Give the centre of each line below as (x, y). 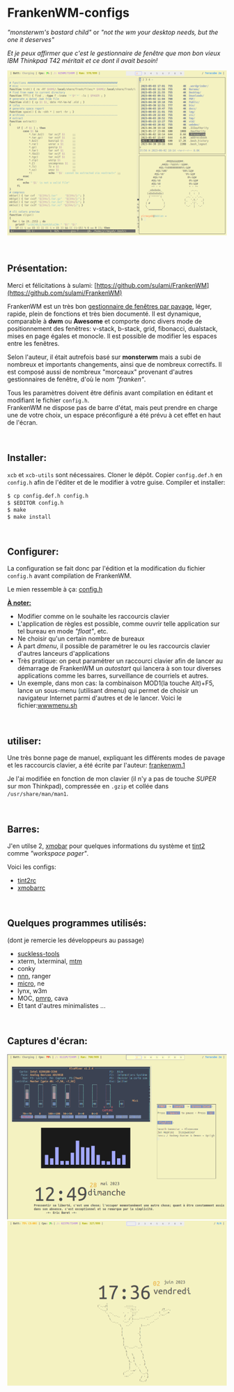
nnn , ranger (34, 976)
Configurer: (33, 551)
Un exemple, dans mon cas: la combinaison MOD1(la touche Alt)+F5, (116, 683)
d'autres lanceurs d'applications (63, 654)
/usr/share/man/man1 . (38, 793)
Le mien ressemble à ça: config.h (55, 589)
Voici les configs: (32, 867)
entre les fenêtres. (33, 343)
